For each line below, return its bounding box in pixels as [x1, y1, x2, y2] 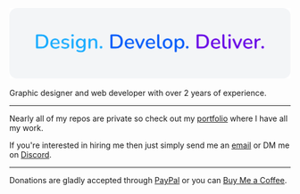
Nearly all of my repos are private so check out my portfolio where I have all [9, 113, 288, 124]
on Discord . [9, 150, 52, 160]
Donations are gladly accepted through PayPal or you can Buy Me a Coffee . [9, 175, 287, 186]
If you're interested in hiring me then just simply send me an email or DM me [9, 140, 290, 150]
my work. [9, 123, 44, 133]
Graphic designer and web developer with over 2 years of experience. [9, 88, 267, 99]
